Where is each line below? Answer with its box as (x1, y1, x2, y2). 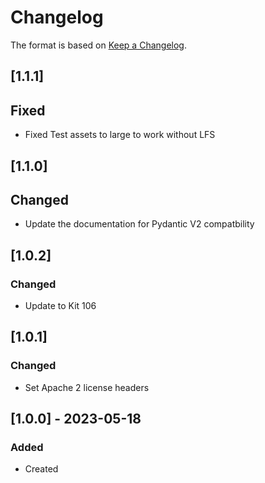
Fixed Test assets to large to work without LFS (24, 129, 216, 141)
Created (24, 463, 59, 475)
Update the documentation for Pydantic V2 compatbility (24, 218, 255, 230)
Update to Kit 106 (24, 300, 97, 312)
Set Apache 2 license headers (24, 381, 150, 393)
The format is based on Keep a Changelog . (10, 39, 187, 51)
